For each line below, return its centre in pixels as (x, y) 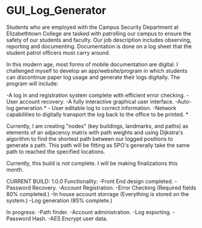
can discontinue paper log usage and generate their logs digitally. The (93, 77)
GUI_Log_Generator (56, 11)
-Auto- (183, 101)
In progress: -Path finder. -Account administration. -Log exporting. (89, 212)
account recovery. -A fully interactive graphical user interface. (97, 101)
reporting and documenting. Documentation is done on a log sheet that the (99, 46)
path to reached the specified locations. (56, 152)
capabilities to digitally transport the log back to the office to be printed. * (97, 114)
